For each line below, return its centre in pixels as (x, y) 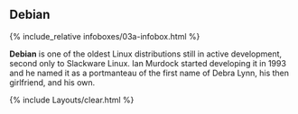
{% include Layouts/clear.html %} (72, 100)
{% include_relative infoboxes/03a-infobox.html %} (105, 36)
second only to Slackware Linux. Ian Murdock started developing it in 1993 (148, 63)
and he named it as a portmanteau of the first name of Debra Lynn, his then (149, 73)
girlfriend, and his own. (52, 82)
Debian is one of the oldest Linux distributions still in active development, (146, 54)
